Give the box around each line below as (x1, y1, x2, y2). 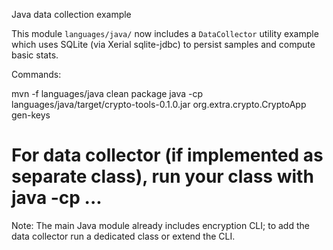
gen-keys (11, 109, 51, 121)
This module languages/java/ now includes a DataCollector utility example (11, 28, 319, 39)
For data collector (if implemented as (11, 144, 324, 167)
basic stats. (11, 49, 59, 61)
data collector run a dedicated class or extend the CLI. (11, 230, 236, 242)
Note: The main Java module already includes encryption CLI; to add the (11, 219, 310, 231)
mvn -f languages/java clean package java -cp (11, 88, 203, 99)
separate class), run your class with (11, 165, 314, 188)
